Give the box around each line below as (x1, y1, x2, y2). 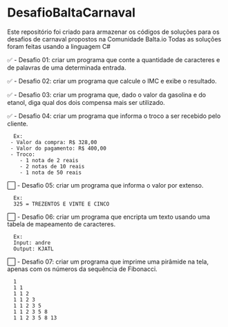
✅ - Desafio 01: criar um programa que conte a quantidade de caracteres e (7, 55, 220, 63)
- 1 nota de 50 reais (19, 169, 82, 176)
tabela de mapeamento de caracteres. (7, 219, 116, 228)
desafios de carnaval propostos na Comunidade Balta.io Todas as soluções (7, 34, 222, 43)
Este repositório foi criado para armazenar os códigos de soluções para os (7, 28, 220, 36)
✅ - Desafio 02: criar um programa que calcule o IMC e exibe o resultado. (7, 77, 218, 85)
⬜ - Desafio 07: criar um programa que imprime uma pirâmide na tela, (7, 257, 209, 266)
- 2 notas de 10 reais (19, 163, 85, 170)
